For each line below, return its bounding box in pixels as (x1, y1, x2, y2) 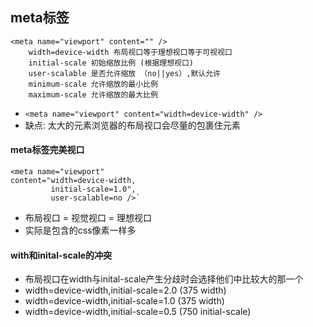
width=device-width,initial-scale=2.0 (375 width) (24, 284, 227, 297)
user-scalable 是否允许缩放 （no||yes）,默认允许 (28, 68, 221, 78)
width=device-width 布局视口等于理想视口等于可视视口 (28, 47, 233, 57)
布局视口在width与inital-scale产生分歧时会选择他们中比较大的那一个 (24, 273, 304, 285)
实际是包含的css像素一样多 (24, 224, 137, 237)
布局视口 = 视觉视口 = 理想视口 (24, 212, 153, 224)
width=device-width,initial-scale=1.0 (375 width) (24, 295, 225, 307)
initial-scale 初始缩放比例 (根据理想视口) (28, 58, 195, 68)
